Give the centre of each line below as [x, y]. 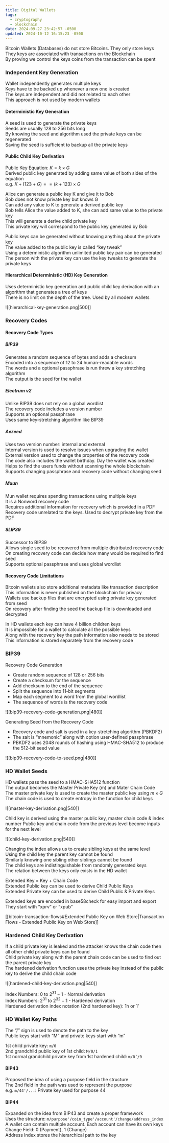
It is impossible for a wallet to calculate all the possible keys [68, 629]
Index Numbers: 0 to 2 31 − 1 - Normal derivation [55, 994]
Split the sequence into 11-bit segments [54, 691]
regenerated [18, 139]
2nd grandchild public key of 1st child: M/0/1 [52, 1051]
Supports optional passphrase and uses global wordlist [63, 564]
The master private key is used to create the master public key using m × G [84, 793]
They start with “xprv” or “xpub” [39, 907]
